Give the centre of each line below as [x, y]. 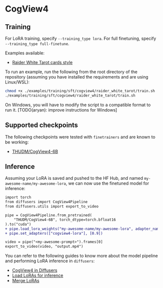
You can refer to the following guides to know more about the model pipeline [81, 256]
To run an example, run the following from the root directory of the [71, 72]
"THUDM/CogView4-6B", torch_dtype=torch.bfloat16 [65, 220]
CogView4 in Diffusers [34, 271]
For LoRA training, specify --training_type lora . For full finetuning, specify [81, 38]
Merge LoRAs [26, 281]
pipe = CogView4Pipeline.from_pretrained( [49, 215]
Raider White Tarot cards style [42, 62]
